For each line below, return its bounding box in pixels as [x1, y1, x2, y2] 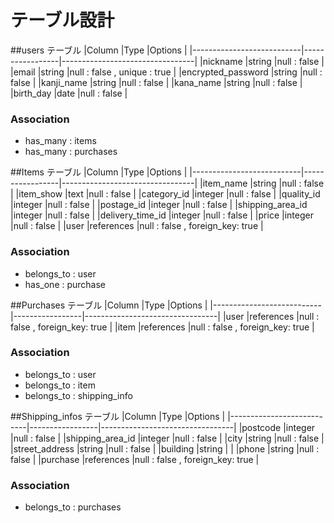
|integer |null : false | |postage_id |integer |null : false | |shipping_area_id [10, 199, 308, 211]
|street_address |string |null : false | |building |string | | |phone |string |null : [10, 442, 320, 455]
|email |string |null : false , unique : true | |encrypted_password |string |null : [10, 66, 323, 78]
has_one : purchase [24, 278, 107, 290]
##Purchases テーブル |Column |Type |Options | [10, 299, 208, 311]
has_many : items [24, 135, 97, 147]
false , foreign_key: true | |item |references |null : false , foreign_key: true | [10, 321, 315, 333]
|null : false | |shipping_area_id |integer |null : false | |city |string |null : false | [10, 432, 325, 444]
